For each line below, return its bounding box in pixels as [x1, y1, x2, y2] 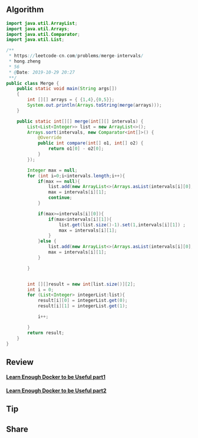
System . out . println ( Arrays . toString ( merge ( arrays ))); [27, 103, 162, 108]
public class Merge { [6, 80, 60, 86]
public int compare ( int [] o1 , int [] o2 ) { [37, 140, 144, 146]
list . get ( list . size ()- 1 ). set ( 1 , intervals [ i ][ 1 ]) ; [58, 222, 186, 228]
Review [6, 357, 34, 367]
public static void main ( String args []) [16, 85, 117, 92]
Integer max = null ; [27, 167, 78, 173]
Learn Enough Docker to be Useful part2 [6, 387, 107, 394]
